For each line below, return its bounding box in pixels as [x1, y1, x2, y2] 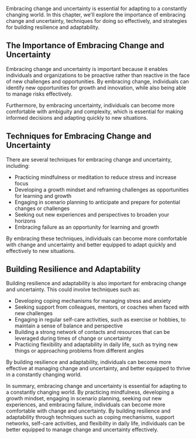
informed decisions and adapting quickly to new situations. [6, 114, 148, 121]
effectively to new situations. [6, 247, 75, 254]
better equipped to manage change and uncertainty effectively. [6, 426, 159, 433]
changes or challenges [14, 205, 70, 212]
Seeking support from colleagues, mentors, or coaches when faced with [14, 303, 189, 310]
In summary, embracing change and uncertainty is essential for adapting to [6, 383, 187, 390]
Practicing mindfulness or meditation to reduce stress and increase [14, 173, 177, 181]
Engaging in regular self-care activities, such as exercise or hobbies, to [14, 316, 186, 323]
